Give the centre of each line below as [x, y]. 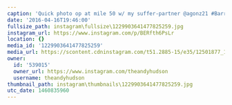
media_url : [23, 52]
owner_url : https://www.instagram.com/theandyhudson [91, 71]
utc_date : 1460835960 [38, 90]
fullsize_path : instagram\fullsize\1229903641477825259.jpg [96, 26]
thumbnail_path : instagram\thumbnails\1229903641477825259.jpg [100, 84]
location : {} [26, 39]
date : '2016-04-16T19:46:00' [49, 20]
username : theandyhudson [49, 78]
